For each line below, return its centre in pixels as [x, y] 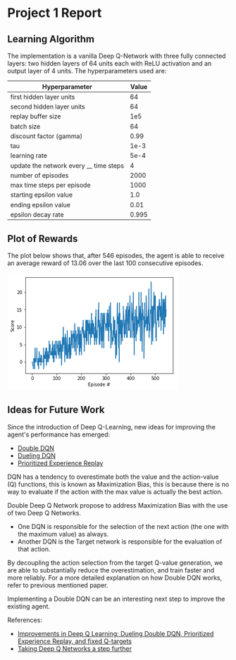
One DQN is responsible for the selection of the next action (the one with [123, 526]
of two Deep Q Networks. [44, 513]
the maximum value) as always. [63, 534]
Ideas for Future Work [56, 410]
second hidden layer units [48, 106]
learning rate [29, 156]
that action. [34, 549]
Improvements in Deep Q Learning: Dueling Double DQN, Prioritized [116, 633]
